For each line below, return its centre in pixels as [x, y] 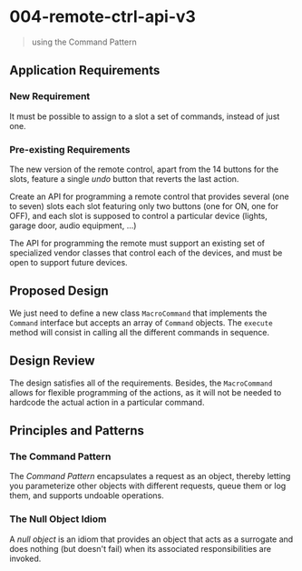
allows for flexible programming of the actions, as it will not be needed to [146, 392]
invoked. [25, 558]
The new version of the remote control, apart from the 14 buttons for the [144, 169]
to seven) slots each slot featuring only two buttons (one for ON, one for [144, 205]
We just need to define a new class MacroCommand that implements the [138, 313]
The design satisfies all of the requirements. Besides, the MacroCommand [141, 383]
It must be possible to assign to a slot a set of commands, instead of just [145, 116]
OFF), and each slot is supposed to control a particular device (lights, [138, 215]
